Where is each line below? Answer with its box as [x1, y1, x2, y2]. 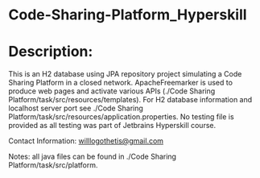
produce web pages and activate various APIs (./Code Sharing [8, 86, 216, 96]
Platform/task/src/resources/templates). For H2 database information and [8, 95, 253, 105]
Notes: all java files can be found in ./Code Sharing [8, 151, 177, 162]
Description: [8, 43, 93, 61]
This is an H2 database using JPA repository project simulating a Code [8, 69, 242, 79]
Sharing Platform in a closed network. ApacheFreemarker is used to [8, 78, 233, 88]
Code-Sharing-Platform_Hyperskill [8, 6, 247, 24]
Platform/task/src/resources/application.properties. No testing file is [8, 112, 235, 122]
